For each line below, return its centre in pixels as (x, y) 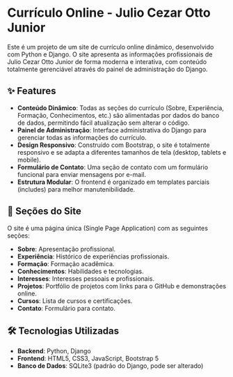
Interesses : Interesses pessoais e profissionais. (86, 278)
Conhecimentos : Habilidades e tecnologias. (80, 271)
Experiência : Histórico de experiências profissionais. (93, 256)
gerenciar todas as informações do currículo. (82, 137)
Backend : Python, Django (54, 351)
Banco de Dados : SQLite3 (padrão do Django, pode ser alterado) (110, 366)
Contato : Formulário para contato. (66, 308)
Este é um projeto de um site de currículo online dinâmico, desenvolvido (111, 47)
